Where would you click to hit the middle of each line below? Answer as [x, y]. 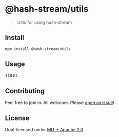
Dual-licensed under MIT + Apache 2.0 [44, 130]
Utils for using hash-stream [44, 22]
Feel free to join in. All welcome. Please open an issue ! [60, 103]
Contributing [25, 91]
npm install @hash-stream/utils [38, 49]
